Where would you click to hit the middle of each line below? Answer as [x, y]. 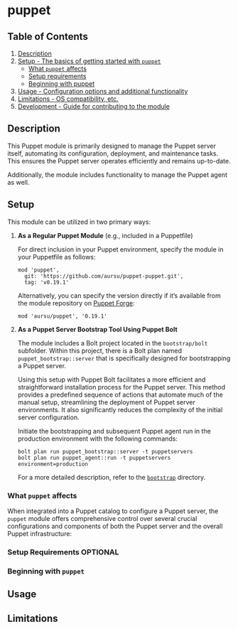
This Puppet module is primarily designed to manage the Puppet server [112, 146]
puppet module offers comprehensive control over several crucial [102, 518]
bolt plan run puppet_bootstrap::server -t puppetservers [105, 451]
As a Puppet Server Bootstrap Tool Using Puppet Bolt [97, 329]
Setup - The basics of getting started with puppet [89, 61]
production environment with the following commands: [98, 439]
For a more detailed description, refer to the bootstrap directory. [112, 477]
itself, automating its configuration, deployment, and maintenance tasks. [113, 153]
